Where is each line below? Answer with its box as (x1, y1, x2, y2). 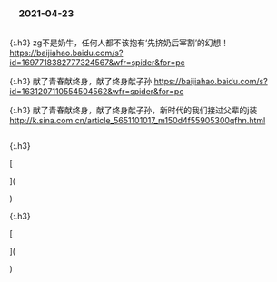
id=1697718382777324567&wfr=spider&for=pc (9, 57, 186, 68)
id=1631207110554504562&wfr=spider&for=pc (9, 86, 184, 97)
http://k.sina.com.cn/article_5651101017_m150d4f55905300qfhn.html (9, 115, 266, 126)
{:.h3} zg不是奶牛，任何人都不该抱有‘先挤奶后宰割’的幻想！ (9, 37, 230, 48)
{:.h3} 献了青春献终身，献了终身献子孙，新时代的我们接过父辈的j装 (9, 105, 258, 116)
